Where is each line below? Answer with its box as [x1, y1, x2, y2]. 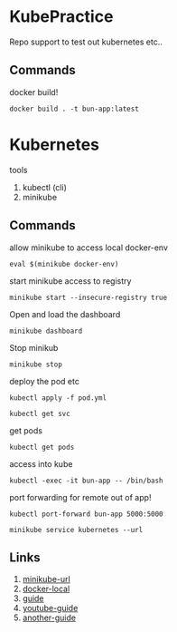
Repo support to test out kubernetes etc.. [9, 36, 163, 47]
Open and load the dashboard [9, 308, 121, 319]
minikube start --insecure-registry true [9, 293, 168, 302]
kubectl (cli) [22, 181, 68, 192]
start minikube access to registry [9, 275, 132, 287]
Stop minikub [9, 342, 59, 353]
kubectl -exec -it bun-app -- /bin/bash [9, 476, 164, 485]
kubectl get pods [9, 442, 75, 452]
